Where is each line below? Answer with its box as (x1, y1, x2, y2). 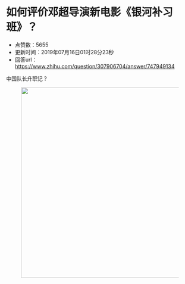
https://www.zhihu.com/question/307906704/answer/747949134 (14, 63, 175, 70)
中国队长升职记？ (6, 75, 48, 82)
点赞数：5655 (14, 41, 49, 48)
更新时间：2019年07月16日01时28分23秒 (14, 48, 114, 55)
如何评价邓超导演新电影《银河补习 (6, 5, 174, 19)
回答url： (14, 56, 37, 63)
